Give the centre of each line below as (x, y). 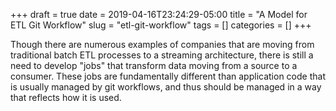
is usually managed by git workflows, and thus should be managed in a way (166, 87)
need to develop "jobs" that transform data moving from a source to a (154, 65)
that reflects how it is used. (66, 97)
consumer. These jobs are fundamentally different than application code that (168, 76)
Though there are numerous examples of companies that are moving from (162, 44)
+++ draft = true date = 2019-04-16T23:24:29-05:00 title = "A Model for (159, 14)
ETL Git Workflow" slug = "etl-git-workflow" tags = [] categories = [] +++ (161, 25)
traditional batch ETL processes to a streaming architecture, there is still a (162, 55)
